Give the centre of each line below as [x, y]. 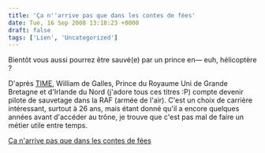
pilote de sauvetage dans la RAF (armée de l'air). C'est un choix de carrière [131, 100]
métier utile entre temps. [48, 125]
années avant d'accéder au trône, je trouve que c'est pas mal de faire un [126, 117]
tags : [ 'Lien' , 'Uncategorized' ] [63, 37]
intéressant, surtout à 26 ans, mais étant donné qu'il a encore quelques [124, 109]
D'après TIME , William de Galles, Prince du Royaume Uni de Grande [118, 84]
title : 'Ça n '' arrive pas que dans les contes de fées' [102, 15]
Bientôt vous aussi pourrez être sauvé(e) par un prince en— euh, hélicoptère [132, 60]
